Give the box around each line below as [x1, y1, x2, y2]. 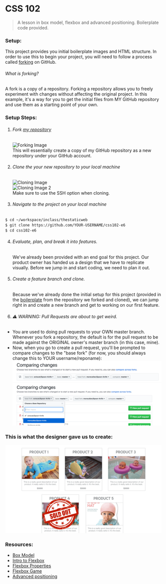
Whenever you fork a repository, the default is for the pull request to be [12, 334, 159, 340]
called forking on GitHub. [5, 59, 57, 65]
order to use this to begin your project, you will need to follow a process [5, 54, 153, 60]
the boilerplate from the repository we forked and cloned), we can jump [12, 297, 159, 303]
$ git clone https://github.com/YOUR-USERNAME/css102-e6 [5, 223, 126, 228]
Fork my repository [12, 126, 51, 132]
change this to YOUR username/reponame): [12, 355, 102, 361]
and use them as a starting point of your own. [5, 102, 98, 108]
